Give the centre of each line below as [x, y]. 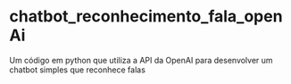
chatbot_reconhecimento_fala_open [146, 17]
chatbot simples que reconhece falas [77, 70]
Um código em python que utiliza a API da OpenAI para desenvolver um [141, 60]
